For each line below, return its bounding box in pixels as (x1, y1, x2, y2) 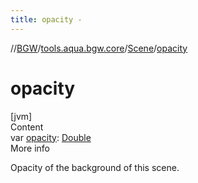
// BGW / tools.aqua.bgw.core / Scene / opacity (10, 42, 188, 54)
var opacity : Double (10, 131, 92, 143)
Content (10, 121, 44, 133)
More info (10, 142, 51, 154)
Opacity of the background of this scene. (10, 161, 180, 173)
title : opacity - (10, 14, 83, 25)
